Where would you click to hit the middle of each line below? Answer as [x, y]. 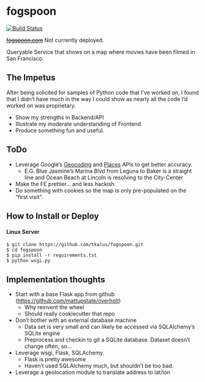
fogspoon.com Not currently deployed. [55, 40]
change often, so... [48, 346]
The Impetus [31, 78]
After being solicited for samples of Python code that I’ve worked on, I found [102, 92]
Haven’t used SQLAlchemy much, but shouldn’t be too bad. [99, 365]
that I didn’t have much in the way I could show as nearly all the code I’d [97, 99]
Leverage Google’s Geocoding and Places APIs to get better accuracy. [104, 164]
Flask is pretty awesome [55, 359]
